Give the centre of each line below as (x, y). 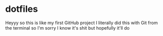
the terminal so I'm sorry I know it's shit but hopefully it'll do (67, 28)
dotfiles (22, 9)
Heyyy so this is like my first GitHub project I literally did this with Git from (82, 23)
